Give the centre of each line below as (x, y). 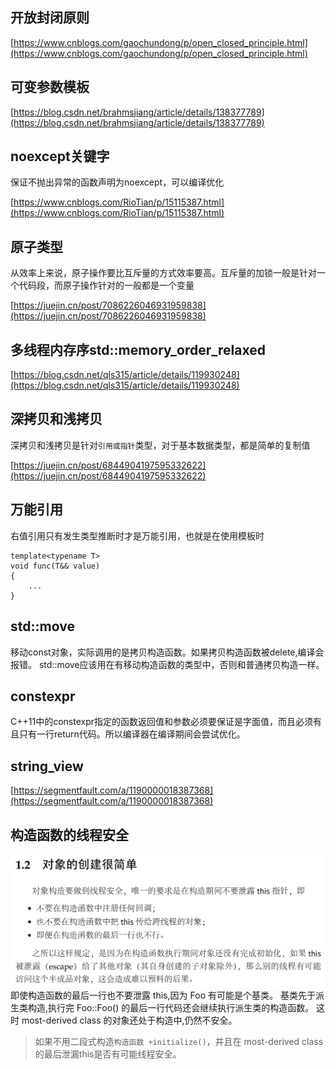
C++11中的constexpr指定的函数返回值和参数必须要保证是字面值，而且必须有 (166, 722)
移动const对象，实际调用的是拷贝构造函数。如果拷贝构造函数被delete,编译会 (167, 652)
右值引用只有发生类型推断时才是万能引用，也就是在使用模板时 (137, 535)
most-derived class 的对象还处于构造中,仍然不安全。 (129, 1020)
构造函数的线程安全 (69, 834)
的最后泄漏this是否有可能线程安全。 (108, 1054)
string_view (47, 766)
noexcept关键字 (60, 156)
